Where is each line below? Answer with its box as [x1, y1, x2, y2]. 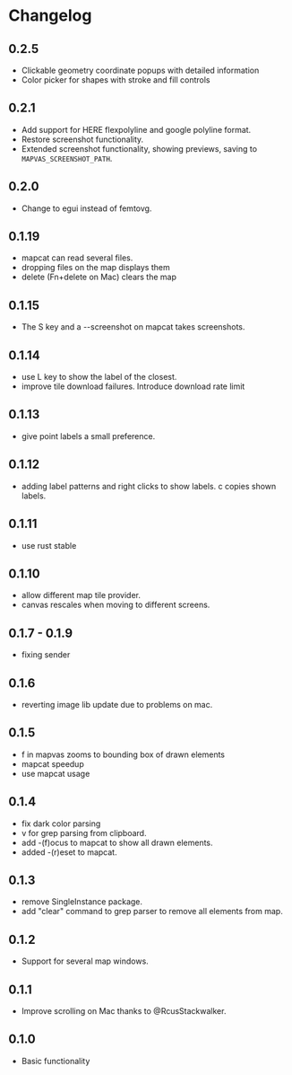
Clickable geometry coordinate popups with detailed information [21, 65, 260, 75]
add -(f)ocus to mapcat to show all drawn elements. [21, 837, 213, 848]
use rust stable [21, 540, 77, 551]
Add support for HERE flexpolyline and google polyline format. [21, 124, 252, 135]
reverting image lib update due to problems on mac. [21, 699, 213, 709]
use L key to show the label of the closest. [21, 372, 177, 383]
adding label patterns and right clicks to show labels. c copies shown [21, 480, 277, 491]
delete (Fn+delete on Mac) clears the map [21, 271, 176, 283]
